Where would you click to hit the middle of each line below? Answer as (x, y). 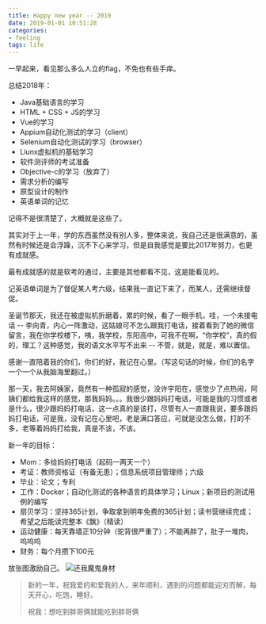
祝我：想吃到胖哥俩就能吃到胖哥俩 (83, 612)
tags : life (26, 45)
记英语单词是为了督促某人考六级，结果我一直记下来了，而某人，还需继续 (126, 289)
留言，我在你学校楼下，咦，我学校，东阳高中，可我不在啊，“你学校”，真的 (129, 335)
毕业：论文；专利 (47, 482)
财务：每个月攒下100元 (57, 551)
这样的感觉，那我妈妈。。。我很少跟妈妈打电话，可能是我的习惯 (143, 399)
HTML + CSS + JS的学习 (60, 113)
